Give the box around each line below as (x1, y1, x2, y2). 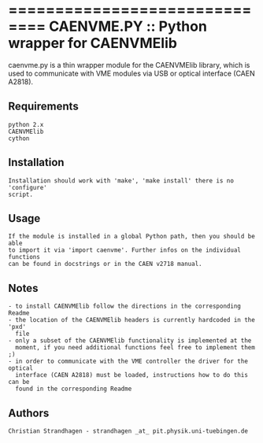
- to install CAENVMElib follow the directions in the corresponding (8, 302, 242, 311)
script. (8, 190, 34, 198)
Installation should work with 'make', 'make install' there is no (8, 176, 235, 185)
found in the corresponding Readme (15, 385, 132, 393)
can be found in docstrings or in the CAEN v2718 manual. (8, 260, 202, 268)
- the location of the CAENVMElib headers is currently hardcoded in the (8, 316, 256, 324)
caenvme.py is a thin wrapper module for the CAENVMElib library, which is (8, 60, 250, 69)
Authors (8, 406, 50, 419)
